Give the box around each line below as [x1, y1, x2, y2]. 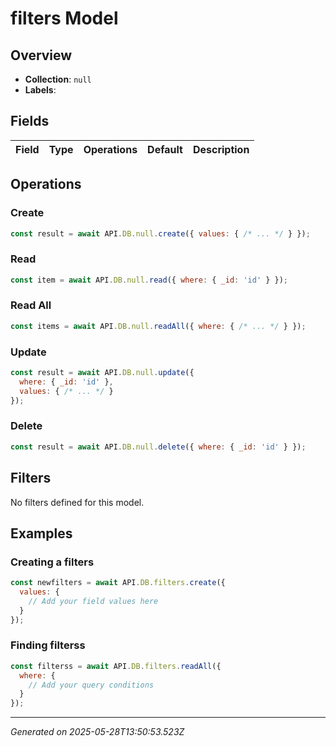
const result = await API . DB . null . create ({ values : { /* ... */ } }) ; [10, 228, 311, 239]
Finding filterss [10, 638, 86, 652]
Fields [10, 113, 50, 130]
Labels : [24, 84, 57, 96]
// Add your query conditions [28, 680, 155, 690]
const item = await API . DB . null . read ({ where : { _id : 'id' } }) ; [10, 275, 289, 285]
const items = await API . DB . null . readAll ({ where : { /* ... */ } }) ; [10, 321, 307, 331]
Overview [10, 47, 73, 64]
